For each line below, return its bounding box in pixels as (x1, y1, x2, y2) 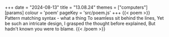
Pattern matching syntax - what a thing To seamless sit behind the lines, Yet (5, 15, 164, 21)
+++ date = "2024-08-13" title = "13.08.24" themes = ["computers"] (5, 5, 148, 10)
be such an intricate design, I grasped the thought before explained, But (5, 20, 156, 26)
